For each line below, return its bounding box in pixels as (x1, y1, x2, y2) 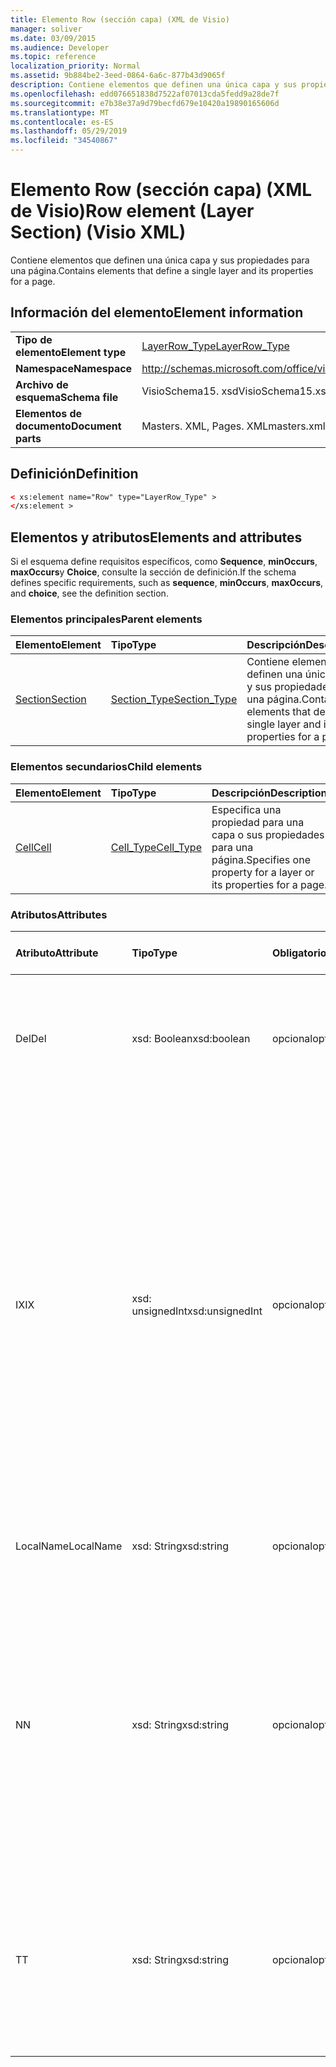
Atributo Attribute (15, 946, 99, 960)
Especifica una (211, 802, 282, 816)
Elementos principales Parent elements (10, 612, 203, 626)
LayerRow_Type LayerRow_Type (141, 339, 290, 353)
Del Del (15, 1032, 47, 1046)
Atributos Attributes (10, 907, 108, 921)
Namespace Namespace (15, 361, 133, 375)
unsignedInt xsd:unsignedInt (131, 1304, 263, 1318)
